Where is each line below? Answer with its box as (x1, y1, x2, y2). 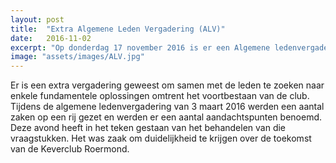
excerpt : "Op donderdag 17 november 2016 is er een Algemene (10, 42, 271, 53)
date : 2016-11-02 (10, 33, 92, 43)
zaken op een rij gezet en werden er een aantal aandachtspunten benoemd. (10, 111, 323, 123)
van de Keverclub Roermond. (10, 143, 130, 155)
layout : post (10, 14, 65, 25)
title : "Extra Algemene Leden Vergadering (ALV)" (10, 24, 226, 34)
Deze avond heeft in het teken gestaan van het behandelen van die (10, 122, 287, 134)
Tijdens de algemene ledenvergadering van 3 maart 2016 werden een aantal (10, 101, 325, 113)
